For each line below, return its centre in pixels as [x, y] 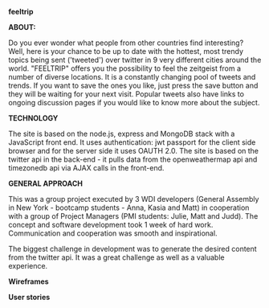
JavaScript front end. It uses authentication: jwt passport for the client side [132, 142]
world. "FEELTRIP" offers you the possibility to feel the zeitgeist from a [125, 68]
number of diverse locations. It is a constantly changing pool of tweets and [132, 77]
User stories [29, 297]
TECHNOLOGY [33, 118]
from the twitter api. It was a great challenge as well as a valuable [116, 257]
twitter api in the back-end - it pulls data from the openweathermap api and [133, 159]
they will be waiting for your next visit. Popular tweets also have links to [126, 94]
